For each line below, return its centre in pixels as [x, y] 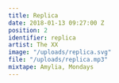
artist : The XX [33, 45]
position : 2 [28, 30]
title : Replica [33, 15]
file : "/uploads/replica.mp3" [58, 60]
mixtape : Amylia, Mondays [51, 67]
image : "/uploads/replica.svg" [60, 52]
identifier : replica [42, 38]
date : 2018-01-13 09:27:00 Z [56, 23]
